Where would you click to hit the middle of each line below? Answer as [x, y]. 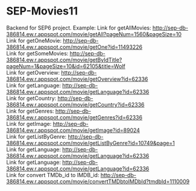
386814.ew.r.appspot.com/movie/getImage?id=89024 [73, 130]
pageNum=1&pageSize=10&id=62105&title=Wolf [66, 66]
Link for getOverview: [33, 72]
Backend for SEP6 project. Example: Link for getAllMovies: [79, 28]
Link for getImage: [29, 124]
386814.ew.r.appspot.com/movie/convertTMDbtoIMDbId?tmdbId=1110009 [98, 181]
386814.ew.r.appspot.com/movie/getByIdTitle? [64, 60]
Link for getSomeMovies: [37, 53]
